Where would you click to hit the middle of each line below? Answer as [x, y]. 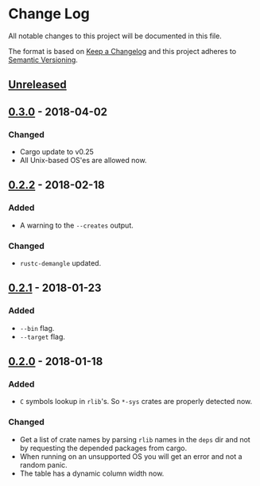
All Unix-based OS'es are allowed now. [83, 161]
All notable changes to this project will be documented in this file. [115, 36]
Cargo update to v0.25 [56, 152]
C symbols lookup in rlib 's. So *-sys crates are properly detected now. [136, 402]
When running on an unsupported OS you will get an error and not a [131, 456]
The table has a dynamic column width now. [92, 473]
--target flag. [43, 336]
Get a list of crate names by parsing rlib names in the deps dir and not [135, 439]
